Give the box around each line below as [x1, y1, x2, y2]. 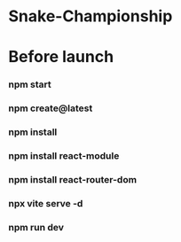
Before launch [8, 47, 114, 67]
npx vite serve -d [8, 197, 83, 209]
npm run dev [8, 221, 64, 233]
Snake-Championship [8, 6, 173, 27]
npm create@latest [8, 102, 93, 114]
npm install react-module [8, 150, 120, 162]
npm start [8, 78, 52, 90]
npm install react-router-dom [8, 173, 138, 185]
